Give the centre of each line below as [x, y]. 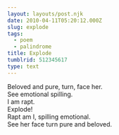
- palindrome [33, 47]
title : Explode [30, 54]
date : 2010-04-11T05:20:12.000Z [55, 20]
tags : [15, 34]
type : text [23, 66]
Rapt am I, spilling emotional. [49, 117]
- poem [23, 40]
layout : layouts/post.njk [45, 14]
